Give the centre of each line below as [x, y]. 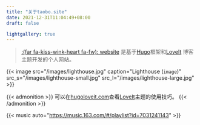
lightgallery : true [31, 34]
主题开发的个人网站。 [48, 59]
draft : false [23, 23]
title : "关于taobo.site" [37, 12]
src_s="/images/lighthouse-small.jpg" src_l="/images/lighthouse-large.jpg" [100, 78]
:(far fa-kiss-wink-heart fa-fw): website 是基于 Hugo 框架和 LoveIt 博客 [107, 52]
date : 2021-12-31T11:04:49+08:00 [48, 18]
